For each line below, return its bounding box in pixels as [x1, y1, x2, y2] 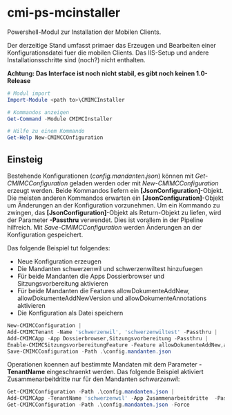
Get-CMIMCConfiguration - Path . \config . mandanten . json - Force [7, 401, 190, 409]
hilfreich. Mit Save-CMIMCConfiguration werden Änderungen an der [7, 223, 202, 231]
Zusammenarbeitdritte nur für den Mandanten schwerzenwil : [7, 375, 180, 383]
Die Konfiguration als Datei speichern [17, 309, 124, 317]
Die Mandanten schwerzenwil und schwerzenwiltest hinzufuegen [17, 265, 203, 273]
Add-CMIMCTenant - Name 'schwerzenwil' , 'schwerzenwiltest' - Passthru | [7, 329, 217, 335]
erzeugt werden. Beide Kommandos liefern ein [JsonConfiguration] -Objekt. [7, 187, 224, 194]
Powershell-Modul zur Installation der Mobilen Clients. [7, 28, 162, 36]
